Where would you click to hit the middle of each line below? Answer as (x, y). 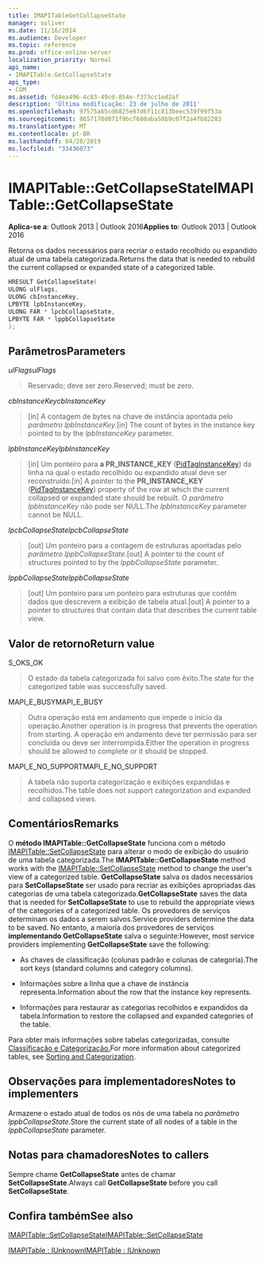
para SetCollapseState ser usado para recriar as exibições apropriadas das (132, 885)
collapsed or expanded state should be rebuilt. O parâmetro (125, 498)
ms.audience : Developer (48, 38)
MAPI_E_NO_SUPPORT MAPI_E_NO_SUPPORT (83, 767)
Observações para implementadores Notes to (122, 1082)
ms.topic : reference (42, 45)
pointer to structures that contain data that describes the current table (142, 610)
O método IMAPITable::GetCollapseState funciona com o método (117, 842)
